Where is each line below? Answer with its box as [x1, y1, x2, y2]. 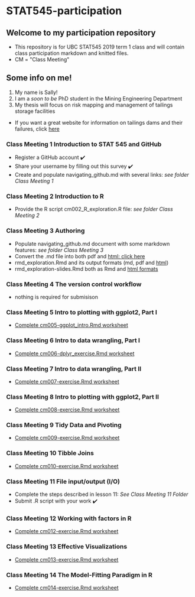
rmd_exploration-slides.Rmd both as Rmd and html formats [14, 265, 158, 272]
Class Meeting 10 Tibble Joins [6, 449, 95, 458]
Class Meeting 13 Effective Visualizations [6, 543, 128, 551]
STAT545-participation [6, 4, 122, 18]
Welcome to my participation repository [6, 28, 156, 38]
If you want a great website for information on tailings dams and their [14, 119, 183, 126]
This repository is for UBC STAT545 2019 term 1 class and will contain [14, 43, 185, 50]
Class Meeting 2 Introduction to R [6, 192, 105, 200]
